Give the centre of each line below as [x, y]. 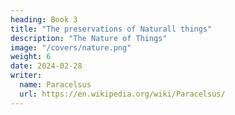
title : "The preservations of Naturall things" [111, 29]
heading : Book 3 [44, 19]
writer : [26, 76]
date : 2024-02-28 [46, 66]
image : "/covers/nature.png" [71, 47]
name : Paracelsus [55, 85]
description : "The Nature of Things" [89, 38]
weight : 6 [31, 57]
